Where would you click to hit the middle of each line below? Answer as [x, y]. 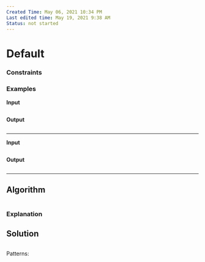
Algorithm [26, 190]
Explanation [24, 214]
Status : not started [33, 23]
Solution [23, 234]
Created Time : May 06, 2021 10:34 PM [54, 12]
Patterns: [18, 253]
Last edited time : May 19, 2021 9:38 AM [59, 18]
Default [25, 53]
